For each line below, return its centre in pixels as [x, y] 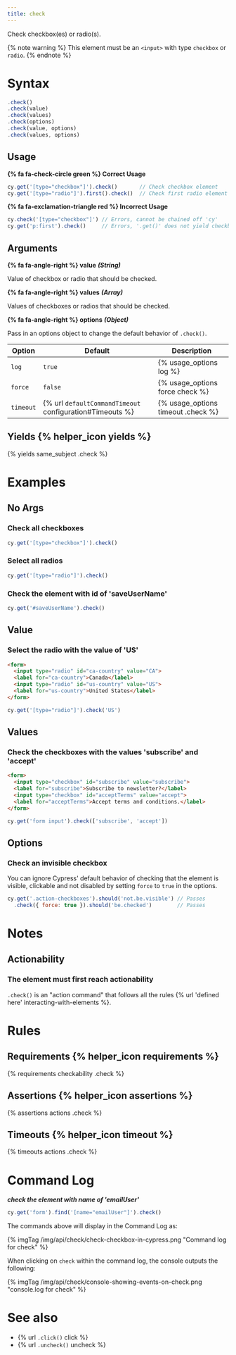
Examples [37, 482]
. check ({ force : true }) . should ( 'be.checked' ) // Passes [110, 906]
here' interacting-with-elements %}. [59, 1002]
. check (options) [31, 122]
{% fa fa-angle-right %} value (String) [64, 265]
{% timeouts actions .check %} [52, 1151]
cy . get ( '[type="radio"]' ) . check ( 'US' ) [64, 710]
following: [21, 1268]
